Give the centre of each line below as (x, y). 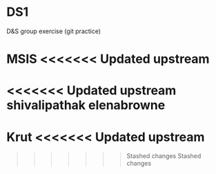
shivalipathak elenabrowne (86, 105)
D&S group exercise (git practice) (54, 31)
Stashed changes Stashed (164, 156)
